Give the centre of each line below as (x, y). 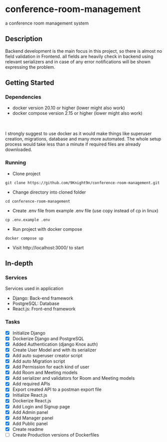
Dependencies (23, 97)
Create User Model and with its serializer (54, 350)
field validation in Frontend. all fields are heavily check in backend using (79, 56)
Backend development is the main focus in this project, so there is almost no (84, 51)
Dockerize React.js (32, 401)
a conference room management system (47, 23)
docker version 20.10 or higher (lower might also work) (68, 108)
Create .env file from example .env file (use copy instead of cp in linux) (85, 210)
